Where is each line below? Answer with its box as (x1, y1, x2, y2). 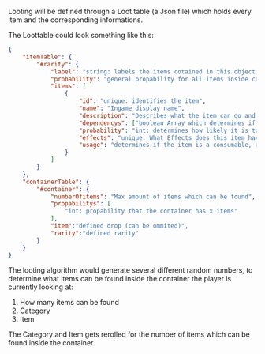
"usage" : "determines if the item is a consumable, (78, 141, 252, 149)
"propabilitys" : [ (50, 200, 111, 208)
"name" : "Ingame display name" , (78, 104, 185, 112)
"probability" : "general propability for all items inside (50, 75, 248, 83)
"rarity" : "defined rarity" (50, 229, 140, 237)
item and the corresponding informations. (8, 15, 144, 24)
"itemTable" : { (22, 53, 73, 61)
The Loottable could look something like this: (8, 31, 154, 40)
